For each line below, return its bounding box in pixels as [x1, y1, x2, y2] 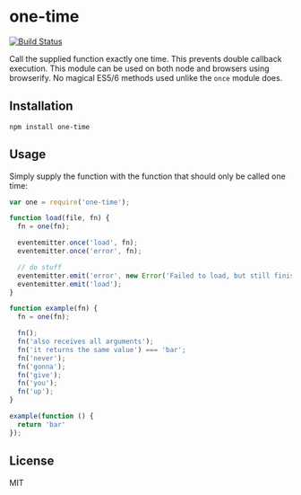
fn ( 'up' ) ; [17, 387, 54, 396]
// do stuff [17, 262, 63, 271]
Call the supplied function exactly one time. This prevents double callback [9, 53, 282, 64]
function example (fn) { [9, 304, 99, 314]
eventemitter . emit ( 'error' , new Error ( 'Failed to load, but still [17, 271, 271, 280]
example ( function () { [9, 411, 94, 421]
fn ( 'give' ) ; [17, 370, 63, 379]
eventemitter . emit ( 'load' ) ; [17, 279, 123, 288]
